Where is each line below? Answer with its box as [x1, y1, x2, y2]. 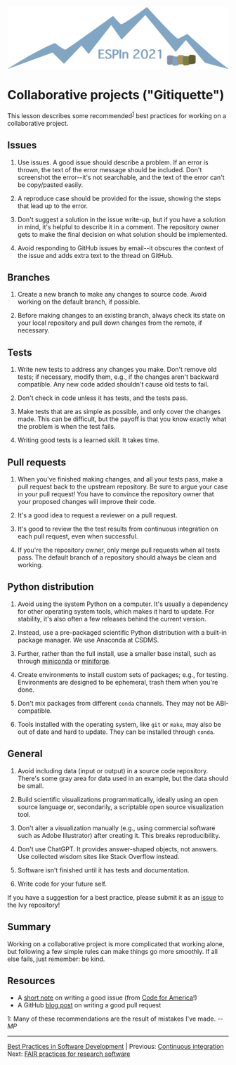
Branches [7, 271, 51, 284]
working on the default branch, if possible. [17, 297, 140, 306]
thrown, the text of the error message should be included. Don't [17, 165, 202, 174]
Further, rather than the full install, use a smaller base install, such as [17, 649, 216, 657]
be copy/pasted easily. [17, 180, 84, 189]
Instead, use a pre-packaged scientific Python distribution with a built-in [17, 628, 227, 636]
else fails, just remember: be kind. [7, 955, 105, 963]
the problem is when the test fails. [17, 422, 116, 431]
